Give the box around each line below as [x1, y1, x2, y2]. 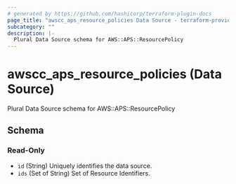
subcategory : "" [7, 23, 55, 30]
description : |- [7, 29, 55, 37]
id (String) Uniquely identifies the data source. [17, 162, 152, 170]
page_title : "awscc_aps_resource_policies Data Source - [7, 17, 178, 24]
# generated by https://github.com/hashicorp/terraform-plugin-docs [7, 10, 212, 17]
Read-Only [7, 146, 46, 155]
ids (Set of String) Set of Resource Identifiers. [17, 169, 151, 177]
